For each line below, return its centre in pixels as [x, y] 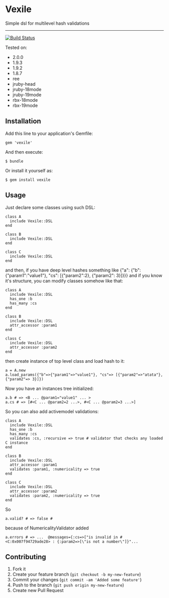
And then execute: [24, 152]
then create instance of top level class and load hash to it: [65, 361]
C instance [17, 443]
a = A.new [16, 370]
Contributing [26, 557]
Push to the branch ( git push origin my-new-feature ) [68, 585]
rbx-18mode [25, 100]
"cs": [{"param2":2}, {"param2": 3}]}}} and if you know [105, 275]
